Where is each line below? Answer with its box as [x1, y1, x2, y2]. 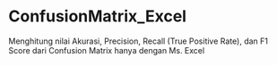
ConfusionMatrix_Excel [8, 6, 187, 27]
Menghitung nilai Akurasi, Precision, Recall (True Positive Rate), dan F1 [8, 36, 268, 46]
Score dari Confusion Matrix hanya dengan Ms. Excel [8, 45, 205, 55]
